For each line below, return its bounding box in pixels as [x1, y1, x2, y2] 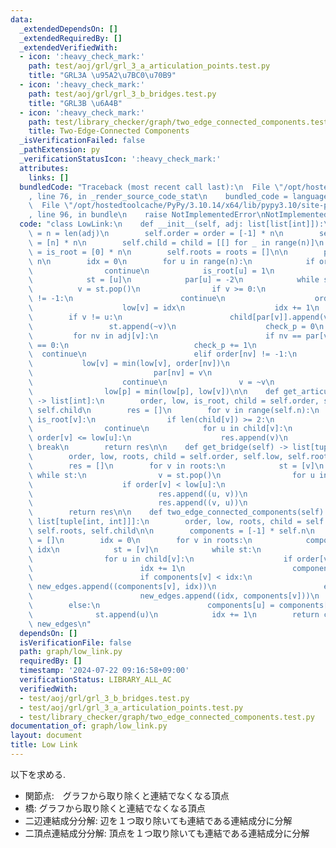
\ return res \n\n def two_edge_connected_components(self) [28, 507, 325, 518]
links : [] [28, 172, 70, 183]
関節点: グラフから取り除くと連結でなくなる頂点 [24, 789, 230, 801]
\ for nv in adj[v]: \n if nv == [28, 331, 302, 341]
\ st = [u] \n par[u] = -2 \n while [28, 275, 320, 285]
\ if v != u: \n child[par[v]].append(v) [28, 312, 333, 322]
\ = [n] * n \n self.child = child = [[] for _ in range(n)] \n [28, 237, 325, 248]
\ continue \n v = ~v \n [28, 377, 275, 387]
